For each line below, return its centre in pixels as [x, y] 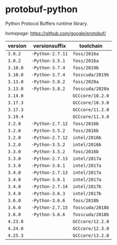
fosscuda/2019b [91, 74]
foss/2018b [86, 200]
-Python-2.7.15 [49, 207]
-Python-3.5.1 [48, 60]
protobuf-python [42, 9]
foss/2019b [86, 68]
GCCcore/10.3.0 [91, 102]
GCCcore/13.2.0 [91, 235]
